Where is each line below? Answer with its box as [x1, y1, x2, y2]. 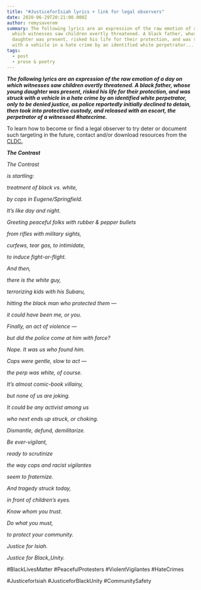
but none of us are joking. [7, 392, 70, 399]
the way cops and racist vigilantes [7, 461, 92, 469]
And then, [7, 265, 31, 272]
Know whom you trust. [7, 508, 62, 515]
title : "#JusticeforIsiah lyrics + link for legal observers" [7, 8, 165, 15]
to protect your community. [7, 531, 74, 538]
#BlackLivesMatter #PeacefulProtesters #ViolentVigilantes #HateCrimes [7, 566, 184, 573]
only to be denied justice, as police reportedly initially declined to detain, [7, 100, 191, 107]
